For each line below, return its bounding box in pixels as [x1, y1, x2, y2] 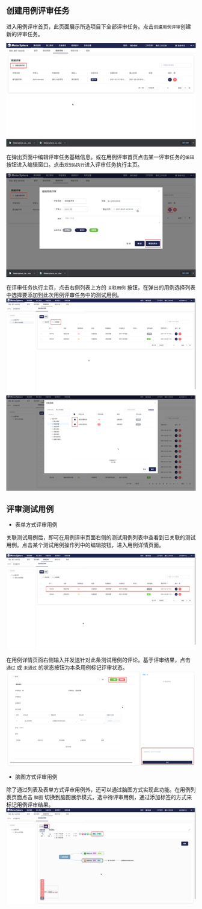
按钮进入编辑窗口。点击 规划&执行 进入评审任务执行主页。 [6, 161, 143, 168]
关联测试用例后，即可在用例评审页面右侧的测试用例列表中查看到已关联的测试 [6, 534, 196, 541]
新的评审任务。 [6, 30, 43, 37]
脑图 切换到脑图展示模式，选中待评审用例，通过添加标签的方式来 [34, 794, 192, 801]
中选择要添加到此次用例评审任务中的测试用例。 [6, 291, 122, 299]
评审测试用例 [6, 504, 54, 514]
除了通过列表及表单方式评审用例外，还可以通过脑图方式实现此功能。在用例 [6, 786, 191, 793]
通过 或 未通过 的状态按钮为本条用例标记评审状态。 [6, 664, 128, 671]
